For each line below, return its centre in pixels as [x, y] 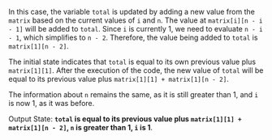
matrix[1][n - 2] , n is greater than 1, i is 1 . [80, 127]
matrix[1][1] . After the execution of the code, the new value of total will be [136, 70]
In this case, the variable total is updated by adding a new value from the [132, 12]
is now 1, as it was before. [52, 103]
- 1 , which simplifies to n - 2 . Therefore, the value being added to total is [133, 37]
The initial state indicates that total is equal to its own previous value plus [132, 62]
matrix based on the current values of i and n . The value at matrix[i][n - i [136, 20]
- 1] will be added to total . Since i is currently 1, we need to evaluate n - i [136, 29]
